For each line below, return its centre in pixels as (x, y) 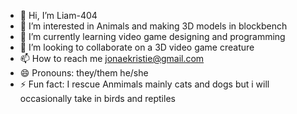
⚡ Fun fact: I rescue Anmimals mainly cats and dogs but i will (144, 84)
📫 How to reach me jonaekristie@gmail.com (112, 58)
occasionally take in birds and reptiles (97, 98)
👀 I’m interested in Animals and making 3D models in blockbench (153, 26)
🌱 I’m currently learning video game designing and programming (152, 36)
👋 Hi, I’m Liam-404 (58, 15)
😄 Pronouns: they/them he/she (84, 73)
